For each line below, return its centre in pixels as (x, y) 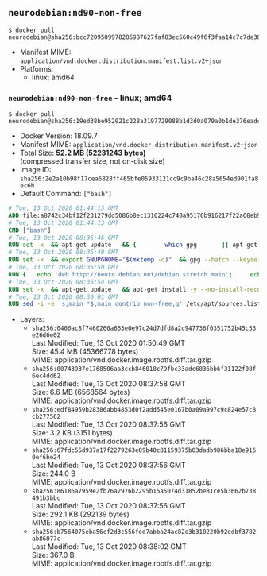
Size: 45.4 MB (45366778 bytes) (85, 352)
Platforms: (37, 68)
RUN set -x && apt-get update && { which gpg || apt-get (133, 245)
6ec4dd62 (46, 376)
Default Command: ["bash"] (66, 194)
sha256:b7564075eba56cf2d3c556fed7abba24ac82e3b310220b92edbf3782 (144, 532)
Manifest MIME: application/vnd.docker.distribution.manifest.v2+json (139, 145)
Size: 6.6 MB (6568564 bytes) (81, 392)
